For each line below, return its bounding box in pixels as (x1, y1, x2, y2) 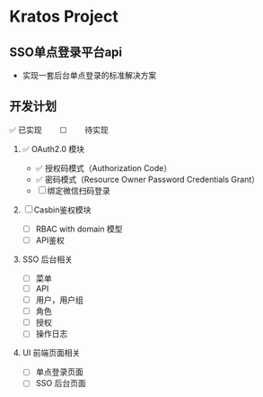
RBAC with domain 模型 (35, 223, 123, 234)
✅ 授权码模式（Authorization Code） (35, 162, 172, 173)
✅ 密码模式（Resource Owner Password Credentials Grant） (35, 174, 260, 185)
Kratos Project (9, 6, 118, 27)
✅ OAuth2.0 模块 (22, 143, 85, 154)
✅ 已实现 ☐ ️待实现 (9, 124, 110, 135)
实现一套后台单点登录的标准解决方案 (22, 70, 157, 80)
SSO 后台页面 (35, 378, 87, 389)
